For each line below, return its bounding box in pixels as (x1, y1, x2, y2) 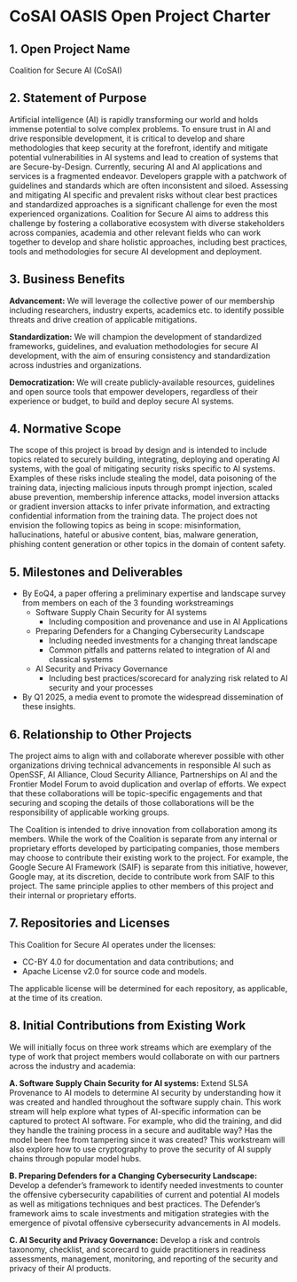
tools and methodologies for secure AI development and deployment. (9, 246, 262, 256)
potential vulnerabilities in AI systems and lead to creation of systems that (9, 152, 279, 162)
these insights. (21, 701, 76, 712)
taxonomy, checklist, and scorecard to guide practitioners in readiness (9, 1244, 266, 1255)
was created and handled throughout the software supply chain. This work (9, 1097, 282, 1107)
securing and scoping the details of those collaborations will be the (9, 798, 254, 809)
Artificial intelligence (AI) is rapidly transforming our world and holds (9, 113, 259, 125)
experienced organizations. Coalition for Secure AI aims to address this (9, 208, 269, 219)
